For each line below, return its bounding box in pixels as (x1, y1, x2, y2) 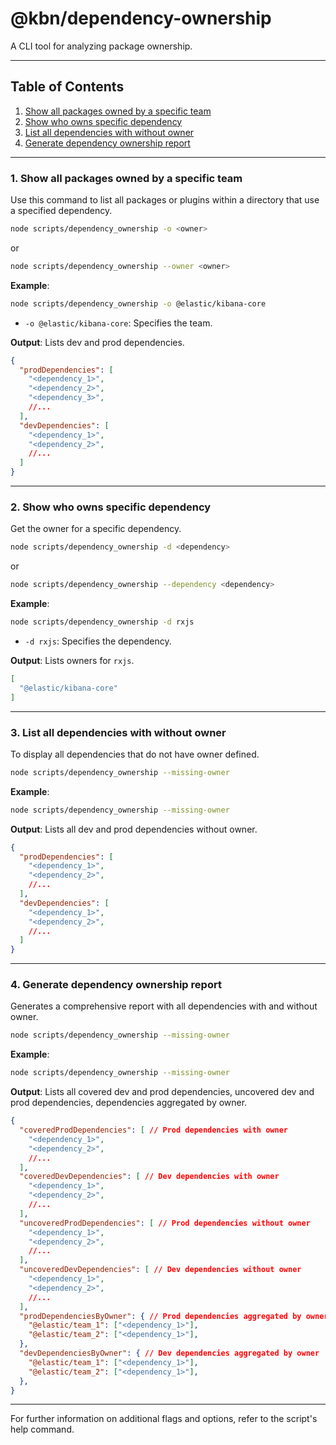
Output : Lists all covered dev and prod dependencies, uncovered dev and (10, 1086, 315, 1098)
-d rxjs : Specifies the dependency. (24, 635, 172, 647)
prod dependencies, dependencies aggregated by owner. (10, 1097, 248, 1109)
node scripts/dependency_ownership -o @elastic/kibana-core (10, 298, 267, 309)
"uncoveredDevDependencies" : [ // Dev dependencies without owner (19, 1265, 302, 1275)
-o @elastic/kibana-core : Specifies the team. (24, 317, 213, 329)
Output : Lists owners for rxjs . (10, 654, 135, 666)
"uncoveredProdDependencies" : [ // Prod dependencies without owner (19, 1218, 311, 1228)
